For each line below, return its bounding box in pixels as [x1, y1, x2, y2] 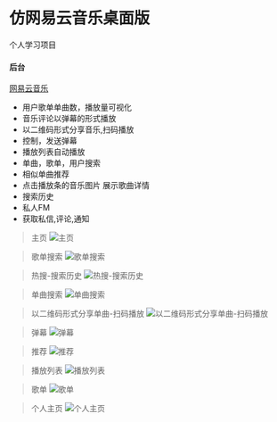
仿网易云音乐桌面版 [9, 8, 151, 29]
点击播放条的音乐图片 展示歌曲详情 [21, 180, 150, 191]
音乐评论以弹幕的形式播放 [21, 113, 117, 124]
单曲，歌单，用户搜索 [21, 158, 101, 169]
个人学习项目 [9, 39, 56, 50]
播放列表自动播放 [21, 146, 86, 157]
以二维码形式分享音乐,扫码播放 [21, 124, 134, 135]
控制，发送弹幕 [21, 136, 77, 146]
